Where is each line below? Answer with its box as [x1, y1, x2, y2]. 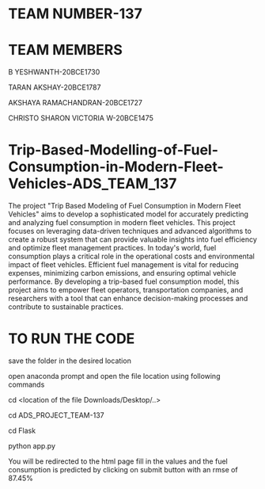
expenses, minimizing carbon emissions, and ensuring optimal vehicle [8, 269, 237, 278]
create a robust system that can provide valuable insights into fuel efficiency [8, 235, 257, 244]
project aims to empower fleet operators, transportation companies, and [8, 285, 244, 295]
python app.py [8, 441, 56, 450]
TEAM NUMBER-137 [8, 5, 142, 23]
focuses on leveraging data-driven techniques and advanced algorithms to [8, 227, 252, 236]
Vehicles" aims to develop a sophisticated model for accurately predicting [8, 209, 249, 219]
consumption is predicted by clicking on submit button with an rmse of [8, 465, 239, 474]
